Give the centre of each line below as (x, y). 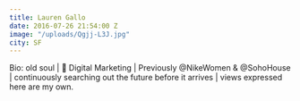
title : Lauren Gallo (48, 17)
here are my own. (42, 87)
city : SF (26, 42)
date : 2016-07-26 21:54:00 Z (64, 26)
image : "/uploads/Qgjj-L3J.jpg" (69, 34)
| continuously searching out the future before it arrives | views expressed (146, 78)
